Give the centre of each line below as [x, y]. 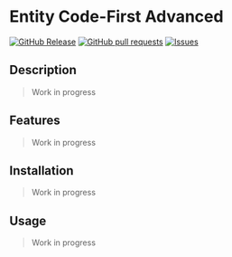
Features [35, 121]
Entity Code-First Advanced [116, 17]
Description [43, 70]
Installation [42, 171]
